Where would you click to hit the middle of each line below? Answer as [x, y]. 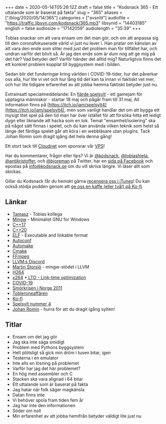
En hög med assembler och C [42, 374]
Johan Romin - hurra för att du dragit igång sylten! [63, 309]
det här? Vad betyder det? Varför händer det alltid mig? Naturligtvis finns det [83, 59]
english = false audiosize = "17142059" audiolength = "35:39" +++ [73, 28]
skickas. [14, 171]
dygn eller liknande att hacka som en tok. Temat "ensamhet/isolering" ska [81, 121]
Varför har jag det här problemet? [46, 368]
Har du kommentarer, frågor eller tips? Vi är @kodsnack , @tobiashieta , [77, 156]
